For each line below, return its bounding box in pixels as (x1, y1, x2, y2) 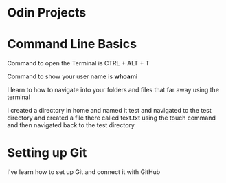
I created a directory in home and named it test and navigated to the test (7, 107, 212, 115)
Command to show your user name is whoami (7, 72, 138, 80)
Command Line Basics (7, 36, 137, 52)
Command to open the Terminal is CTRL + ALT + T (7, 59, 150, 67)
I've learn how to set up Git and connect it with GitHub (7, 168, 161, 176)
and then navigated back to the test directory (7, 121, 135, 129)
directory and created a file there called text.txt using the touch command (7, 114, 216, 122)
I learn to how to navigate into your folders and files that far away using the (7, 86, 220, 94)
